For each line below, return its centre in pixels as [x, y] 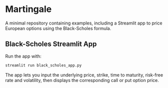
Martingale [28, 9]
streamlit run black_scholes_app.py [43, 65]
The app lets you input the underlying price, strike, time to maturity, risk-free [84, 75]
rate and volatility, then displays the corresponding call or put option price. [82, 80]
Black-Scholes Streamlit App [51, 44]
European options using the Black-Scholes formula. [58, 28]
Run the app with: [23, 56]
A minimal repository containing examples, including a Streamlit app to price [84, 23]
